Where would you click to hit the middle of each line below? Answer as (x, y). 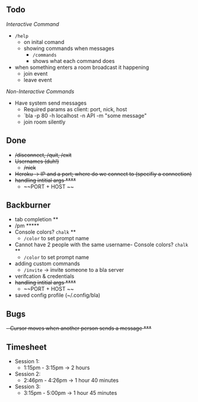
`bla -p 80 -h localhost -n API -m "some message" (85, 115)
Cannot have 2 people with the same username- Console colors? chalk (101, 245)
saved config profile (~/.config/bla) (58, 295)
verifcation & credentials (44, 277)
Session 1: (27, 362)
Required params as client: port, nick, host (75, 109)
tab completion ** (36, 219)
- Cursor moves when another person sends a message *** (79, 328)
